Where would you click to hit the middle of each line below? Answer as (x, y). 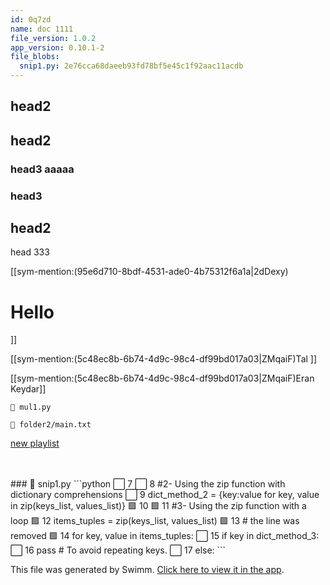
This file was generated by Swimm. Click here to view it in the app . (147, 570)
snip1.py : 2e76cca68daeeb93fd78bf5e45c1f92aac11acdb (131, 66)
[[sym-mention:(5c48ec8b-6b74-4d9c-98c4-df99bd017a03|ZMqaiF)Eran (162, 378)
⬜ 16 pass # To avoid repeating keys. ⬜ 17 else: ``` (118, 550)
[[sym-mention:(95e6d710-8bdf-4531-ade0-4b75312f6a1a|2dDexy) (149, 272)
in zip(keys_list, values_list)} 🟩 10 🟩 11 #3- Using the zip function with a (158, 506)
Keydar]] (28, 389)
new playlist (35, 443)
